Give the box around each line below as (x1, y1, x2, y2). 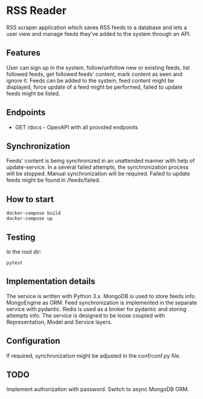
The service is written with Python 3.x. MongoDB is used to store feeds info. (6, 292, 196, 299)
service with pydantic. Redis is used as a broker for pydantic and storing (6, 305, 187, 313)
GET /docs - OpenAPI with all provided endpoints (15, 123, 138, 131)
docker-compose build (6, 210, 61, 216)
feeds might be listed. (6, 89, 61, 97)
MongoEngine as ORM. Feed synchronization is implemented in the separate (6, 299, 198, 306)
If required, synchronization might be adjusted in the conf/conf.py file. (6, 352, 181, 359)
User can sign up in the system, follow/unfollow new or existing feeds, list (6, 64, 190, 71)
